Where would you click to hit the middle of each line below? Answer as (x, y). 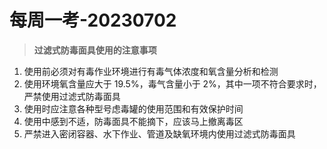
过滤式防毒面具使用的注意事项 (95, 50)
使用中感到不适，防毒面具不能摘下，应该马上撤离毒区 (133, 121)
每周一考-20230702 (93, 20)
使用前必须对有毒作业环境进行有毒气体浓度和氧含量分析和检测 (151, 71)
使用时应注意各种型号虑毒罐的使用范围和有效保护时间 (133, 108)
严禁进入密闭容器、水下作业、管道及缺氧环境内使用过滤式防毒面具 (159, 133)
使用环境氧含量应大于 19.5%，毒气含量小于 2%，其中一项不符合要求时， (172, 83)
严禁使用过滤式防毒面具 (72, 96)
